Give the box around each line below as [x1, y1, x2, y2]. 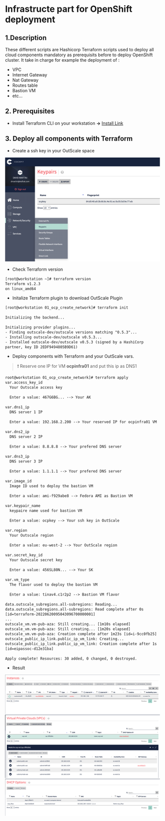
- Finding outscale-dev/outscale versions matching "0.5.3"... [5, 330, 137, 335]
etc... [12, 93, 23, 99]
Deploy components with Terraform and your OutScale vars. [12, 354, 134, 359]
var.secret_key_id [5, 553, 43, 558]
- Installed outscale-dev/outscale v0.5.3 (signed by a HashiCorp [5, 340, 144, 345]
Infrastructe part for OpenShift [5, 3, 133, 15]
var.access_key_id [5, 380, 43, 385]
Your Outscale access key [9, 385, 63, 390]
